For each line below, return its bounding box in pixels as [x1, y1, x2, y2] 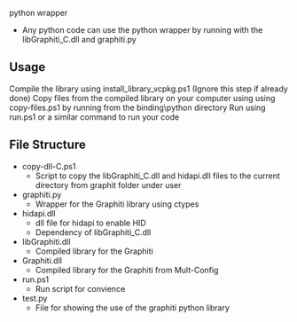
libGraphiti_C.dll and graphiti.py [21, 35, 137, 44]
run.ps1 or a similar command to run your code [9, 111, 180, 122]
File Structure [9, 137, 86, 153]
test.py [21, 293, 48, 303]
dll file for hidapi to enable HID [35, 217, 146, 228]
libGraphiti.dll [21, 236, 71, 247]
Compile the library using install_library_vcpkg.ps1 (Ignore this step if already [9, 83, 288, 94]
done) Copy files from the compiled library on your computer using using [9, 92, 276, 103]
